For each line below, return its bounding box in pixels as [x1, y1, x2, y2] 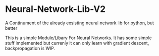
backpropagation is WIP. [5, 45, 55, 51]
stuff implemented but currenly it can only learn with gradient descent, [5, 40, 150, 46]
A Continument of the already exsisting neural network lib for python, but [5, 20, 155, 26]
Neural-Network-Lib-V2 [5, 3, 106, 15]
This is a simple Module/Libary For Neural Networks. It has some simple [5, 35, 152, 41]
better [5, 25, 18, 31]
